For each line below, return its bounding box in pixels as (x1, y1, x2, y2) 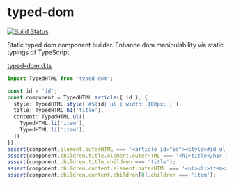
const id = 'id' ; (7, 88, 58, 95)
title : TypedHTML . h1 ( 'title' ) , (13, 107, 104, 114)
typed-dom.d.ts (7, 61, 52, 70)
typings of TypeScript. (7, 48, 72, 56)
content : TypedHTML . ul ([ (13, 113, 86, 120)
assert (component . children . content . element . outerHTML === (7, 165, 179, 172)
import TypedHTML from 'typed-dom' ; (7, 74, 114, 82)
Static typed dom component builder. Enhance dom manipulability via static (7, 40, 224, 49)
